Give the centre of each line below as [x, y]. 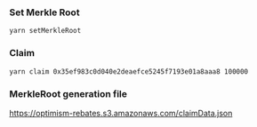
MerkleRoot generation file [68, 93]
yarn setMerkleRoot [45, 31]
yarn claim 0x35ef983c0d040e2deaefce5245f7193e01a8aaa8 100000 [129, 71]
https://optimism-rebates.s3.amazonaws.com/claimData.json [121, 113]
